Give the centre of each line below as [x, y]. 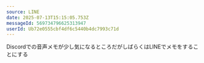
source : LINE [23, 12]
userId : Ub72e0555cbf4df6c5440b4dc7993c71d [63, 29]
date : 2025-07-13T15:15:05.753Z [47, 18]
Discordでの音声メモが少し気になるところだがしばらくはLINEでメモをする [100, 47]
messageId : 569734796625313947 [46, 23]
